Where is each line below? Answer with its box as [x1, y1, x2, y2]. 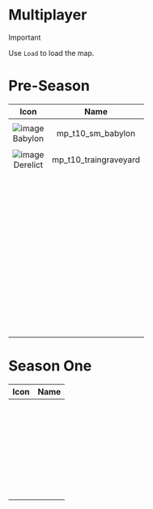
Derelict [13, 159, 44, 170]
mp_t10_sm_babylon [56, 127, 136, 139]
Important [8, 32, 41, 42]
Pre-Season [8, 77, 91, 95]
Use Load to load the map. [8, 48, 95, 58]
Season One [8, 357, 92, 375]
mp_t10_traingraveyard [52, 154, 140, 165]
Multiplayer [8, 6, 87, 24]
